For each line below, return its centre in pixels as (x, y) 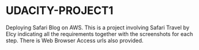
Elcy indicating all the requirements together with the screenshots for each (99, 34)
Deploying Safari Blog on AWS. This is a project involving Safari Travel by (98, 27)
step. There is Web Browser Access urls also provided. (75, 40)
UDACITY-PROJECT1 (60, 11)
